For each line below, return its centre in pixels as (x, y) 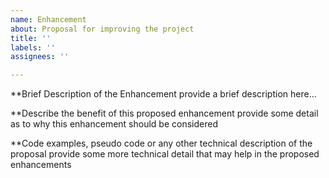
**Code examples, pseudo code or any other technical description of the (161, 143)
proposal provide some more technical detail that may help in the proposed (165, 154)
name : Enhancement (48, 19)
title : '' (31, 38)
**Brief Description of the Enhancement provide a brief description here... (163, 94)
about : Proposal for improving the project (102, 29)
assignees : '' (40, 57)
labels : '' (33, 47)
